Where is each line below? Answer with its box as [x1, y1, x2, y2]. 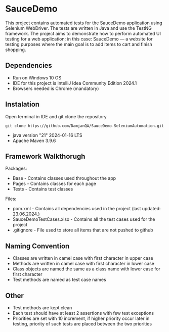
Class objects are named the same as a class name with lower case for [12, 266, 161, 272]
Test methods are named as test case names [12, 276, 106, 283]
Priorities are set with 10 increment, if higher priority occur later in [12, 315, 150, 321]
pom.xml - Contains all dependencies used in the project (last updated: [12, 206, 161, 212]
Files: [5, 196, 17, 202]
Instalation [5, 100, 39, 109]
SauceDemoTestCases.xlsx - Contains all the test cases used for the [12, 216, 155, 222]
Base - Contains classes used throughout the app [12, 175, 116, 181]
